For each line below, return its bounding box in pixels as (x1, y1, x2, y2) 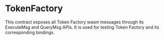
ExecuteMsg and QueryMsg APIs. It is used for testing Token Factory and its (5, 24, 160, 30)
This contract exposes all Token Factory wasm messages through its (5, 19, 144, 25)
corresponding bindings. (5, 29, 55, 35)
